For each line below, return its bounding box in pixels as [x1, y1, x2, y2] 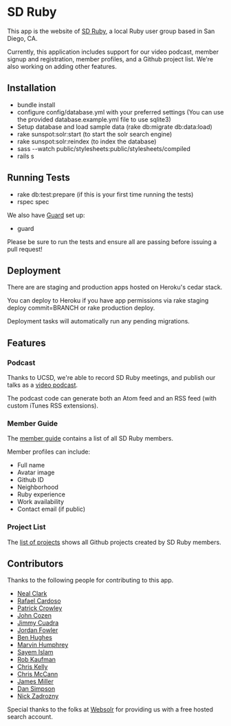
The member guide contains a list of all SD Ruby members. [7, 434, 174, 443]
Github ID [16, 476, 45, 484]
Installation [7, 82, 56, 94]
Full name [16, 461, 45, 470]
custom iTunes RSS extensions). [7, 401, 98, 410]
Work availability [16, 498, 64, 506]
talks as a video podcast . [7, 381, 78, 390]
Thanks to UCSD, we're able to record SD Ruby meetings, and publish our [7, 374, 216, 382]
